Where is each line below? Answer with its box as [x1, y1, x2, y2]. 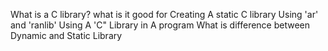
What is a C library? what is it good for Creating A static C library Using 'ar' [10, 9, 319, 20]
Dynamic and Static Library [10, 30, 123, 41]
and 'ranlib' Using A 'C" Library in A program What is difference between [10, 19, 311, 31]
